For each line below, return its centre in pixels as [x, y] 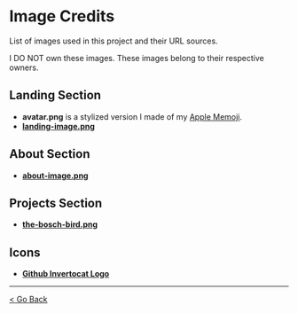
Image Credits [62, 16]
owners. [24, 67]
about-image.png [55, 176]
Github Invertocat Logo [66, 274]
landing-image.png [59, 126]
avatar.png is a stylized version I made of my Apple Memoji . [132, 116]
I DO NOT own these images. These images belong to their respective [137, 58]
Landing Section [55, 95]
